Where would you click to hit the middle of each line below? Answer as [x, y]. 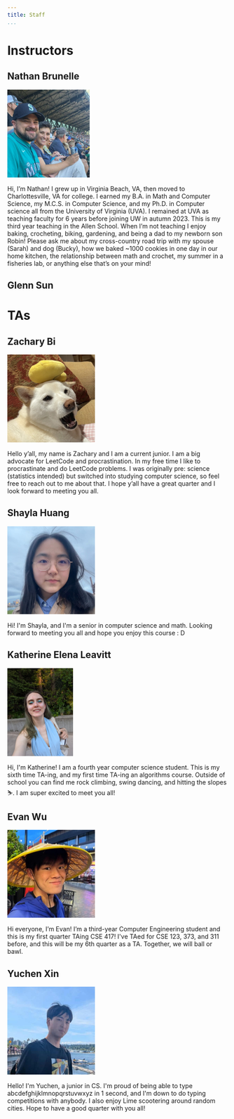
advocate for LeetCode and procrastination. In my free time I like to [104, 461]
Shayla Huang [39, 513]
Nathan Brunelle [43, 76]
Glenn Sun [30, 286]
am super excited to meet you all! [67, 793]
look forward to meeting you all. [53, 491]
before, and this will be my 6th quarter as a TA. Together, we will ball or [110, 944]
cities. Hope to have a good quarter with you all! [76, 1108]
